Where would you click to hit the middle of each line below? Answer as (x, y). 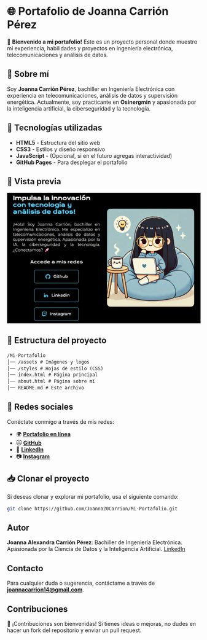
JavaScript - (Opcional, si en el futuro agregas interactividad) (94, 155)
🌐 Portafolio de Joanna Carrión (88, 11)
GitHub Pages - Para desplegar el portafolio (72, 162)
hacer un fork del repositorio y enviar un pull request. (74, 630)
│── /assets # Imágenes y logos (48, 362)
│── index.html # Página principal (53, 375)
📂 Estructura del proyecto (57, 341)
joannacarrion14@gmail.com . (46, 590)
